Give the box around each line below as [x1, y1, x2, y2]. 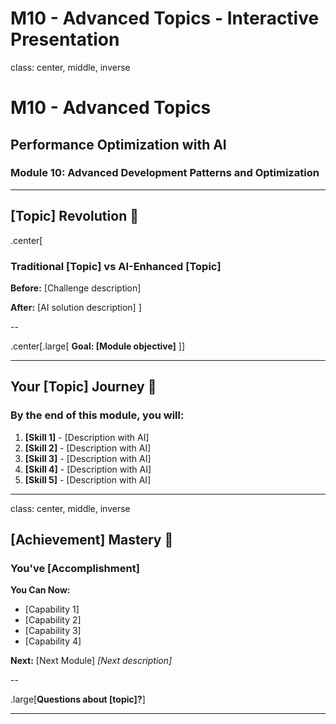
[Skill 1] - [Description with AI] [24, 431, 150, 443]
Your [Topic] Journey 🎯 [10, 378, 157, 396]
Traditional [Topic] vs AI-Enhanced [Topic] [10, 259, 222, 273]
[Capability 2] [24, 614, 82, 626]
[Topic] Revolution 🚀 [10, 208, 139, 225]
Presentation [10, 28, 120, 51]
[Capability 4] [24, 635, 82, 647]
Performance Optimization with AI [10, 136, 227, 153]
